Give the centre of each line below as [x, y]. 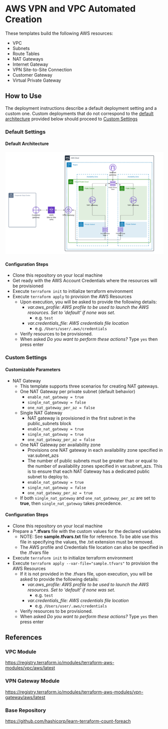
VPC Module [21, 652]
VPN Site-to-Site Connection [42, 69]
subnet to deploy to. [48, 476]
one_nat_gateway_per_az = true [60, 493]
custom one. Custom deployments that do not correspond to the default [79, 113]
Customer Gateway [32, 75]
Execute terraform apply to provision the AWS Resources [72, 297]
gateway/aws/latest [25, 697]
